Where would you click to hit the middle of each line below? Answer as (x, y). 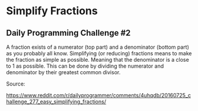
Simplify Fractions (52, 11)
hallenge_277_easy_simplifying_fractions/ (56, 102)
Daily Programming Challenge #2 (68, 33)
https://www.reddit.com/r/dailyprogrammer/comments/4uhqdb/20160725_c (99, 95)
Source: (16, 84)
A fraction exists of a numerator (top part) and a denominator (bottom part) (98, 47)
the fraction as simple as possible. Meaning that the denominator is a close (98, 60)
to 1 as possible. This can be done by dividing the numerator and (85, 66)
